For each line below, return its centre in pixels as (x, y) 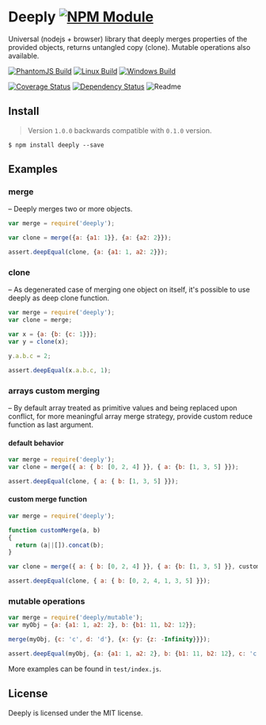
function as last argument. (51, 425)
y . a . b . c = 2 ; (30, 356)
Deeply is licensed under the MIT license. (76, 712)
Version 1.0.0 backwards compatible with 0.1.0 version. (120, 130)
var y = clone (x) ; (38, 342)
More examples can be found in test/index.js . (85, 669)
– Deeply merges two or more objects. (70, 209)
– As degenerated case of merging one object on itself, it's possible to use (129, 290)
